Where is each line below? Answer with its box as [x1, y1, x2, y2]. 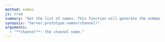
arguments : [5, 25, 27, 30]
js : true [5, 12, 23, 16]
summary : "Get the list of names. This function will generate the [5, 16, 146, 21]
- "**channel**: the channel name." [9, 29, 84, 34]
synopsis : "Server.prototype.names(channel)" [5, 20, 100, 26]
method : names [5, 7, 34, 12]
